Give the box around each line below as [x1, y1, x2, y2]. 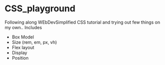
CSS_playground [4, 3, 76, 14]
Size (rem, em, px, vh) [11, 39, 57, 45]
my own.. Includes [4, 24, 42, 30]
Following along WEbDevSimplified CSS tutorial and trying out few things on [4, 19, 160, 25]
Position [11, 55, 29, 61]
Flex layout [11, 44, 34, 50]
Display [11, 50, 28, 56]
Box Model [11, 34, 34, 40]
